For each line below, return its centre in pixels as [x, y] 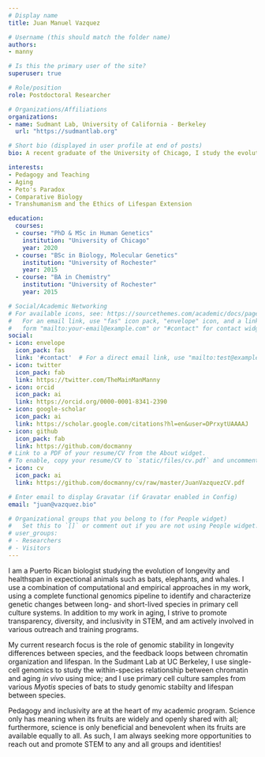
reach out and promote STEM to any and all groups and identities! [115, 744]
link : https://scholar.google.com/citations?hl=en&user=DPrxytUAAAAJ [132, 424]
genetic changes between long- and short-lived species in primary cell [123, 604]
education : [26, 218]
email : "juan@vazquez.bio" [52, 504]
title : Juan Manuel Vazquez [54, 23]
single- [240, 661]
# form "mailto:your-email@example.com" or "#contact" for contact [125, 328]
